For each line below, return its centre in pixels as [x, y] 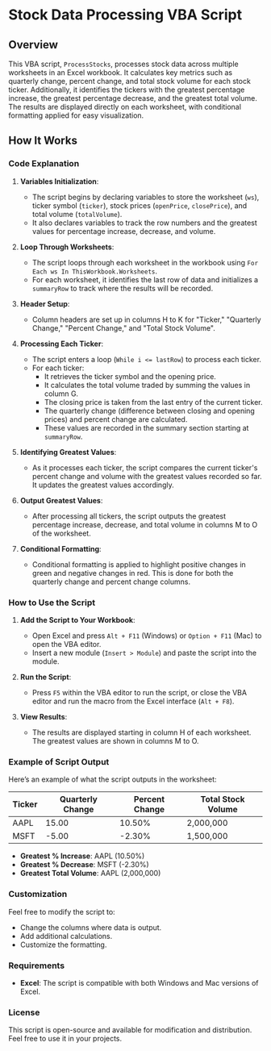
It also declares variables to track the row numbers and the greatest [145, 223]
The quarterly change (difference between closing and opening [150, 411]
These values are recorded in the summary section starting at [146, 427]
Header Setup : [45, 303]
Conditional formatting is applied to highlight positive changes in [139, 564]
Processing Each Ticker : [61, 344]
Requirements [37, 966]
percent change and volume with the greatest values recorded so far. [147, 476]
